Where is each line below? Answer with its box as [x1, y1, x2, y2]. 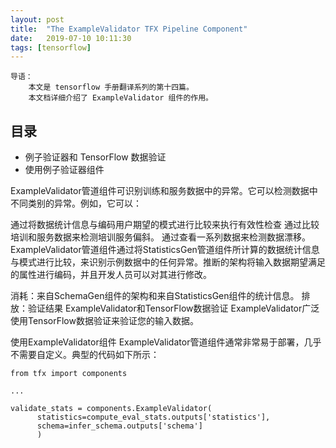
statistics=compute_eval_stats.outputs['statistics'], [36, 412, 271, 423]
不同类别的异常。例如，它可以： [10, 197, 142, 210]
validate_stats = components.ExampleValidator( [10, 404, 213, 414]
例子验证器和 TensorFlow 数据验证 [24, 151, 167, 163]
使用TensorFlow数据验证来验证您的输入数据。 [10, 315, 199, 327]
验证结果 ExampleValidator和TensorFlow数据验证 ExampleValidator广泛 [27, 302, 320, 315]
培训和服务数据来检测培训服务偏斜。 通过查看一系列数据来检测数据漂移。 [10, 231, 311, 243]
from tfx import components [10, 369, 128, 379]
